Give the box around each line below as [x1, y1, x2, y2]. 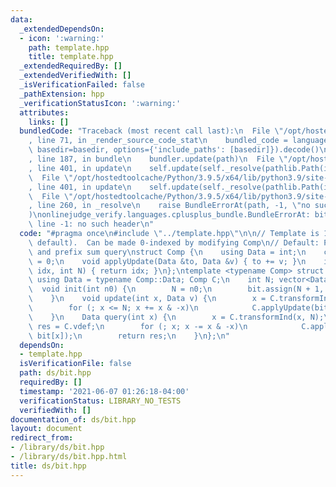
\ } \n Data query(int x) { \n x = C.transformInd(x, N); [28, 312, 325, 322]
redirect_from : [10, 433, 74, 443]
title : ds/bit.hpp [10, 461, 87, 471]
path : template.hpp [28, 42, 110, 53]
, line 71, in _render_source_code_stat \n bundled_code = [28, 136, 288, 146]
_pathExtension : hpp [19, 89, 105, 99]
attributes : [19, 107, 70, 118]
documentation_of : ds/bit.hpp [10, 414, 137, 425]
